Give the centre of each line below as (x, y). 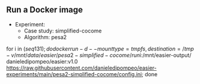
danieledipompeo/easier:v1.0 (42, 61)
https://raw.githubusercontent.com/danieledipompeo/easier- (81, 68)
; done (149, 74)
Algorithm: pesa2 (45, 37)
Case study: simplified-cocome (63, 31)
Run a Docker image (45, 10)
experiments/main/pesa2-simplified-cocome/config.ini (74, 74)
